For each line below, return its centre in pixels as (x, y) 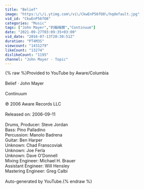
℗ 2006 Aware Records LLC (33, 104)
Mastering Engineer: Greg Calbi (36, 171)
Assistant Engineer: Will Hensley (37, 166)
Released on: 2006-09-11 (30, 114)
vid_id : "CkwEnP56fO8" (28, 18)
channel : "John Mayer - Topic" (37, 59)
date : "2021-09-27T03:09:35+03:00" (41, 32)
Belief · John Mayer (24, 84)
